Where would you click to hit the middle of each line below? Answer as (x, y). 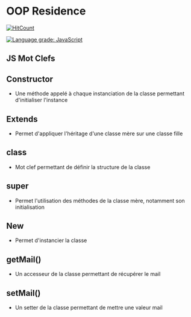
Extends (22, 119)
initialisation (30, 207)
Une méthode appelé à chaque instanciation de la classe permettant (100, 94)
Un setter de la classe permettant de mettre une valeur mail (89, 308)
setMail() (23, 293)
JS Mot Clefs (31, 59)
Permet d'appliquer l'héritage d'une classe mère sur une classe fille (99, 133)
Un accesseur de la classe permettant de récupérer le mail (88, 274)
